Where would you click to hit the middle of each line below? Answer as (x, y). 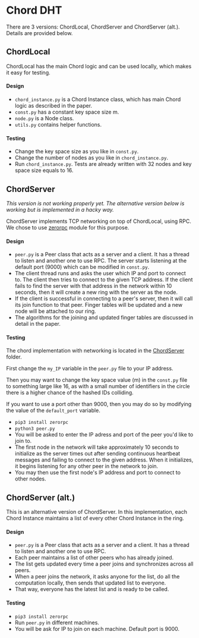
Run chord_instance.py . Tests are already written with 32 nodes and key (103, 164)
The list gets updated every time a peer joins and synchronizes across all (104, 564)
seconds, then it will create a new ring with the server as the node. (96, 293)
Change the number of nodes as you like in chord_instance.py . (91, 158)
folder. (14, 357)
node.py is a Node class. (44, 118)
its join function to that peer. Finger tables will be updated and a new (99, 305)
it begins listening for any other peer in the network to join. (86, 466)
